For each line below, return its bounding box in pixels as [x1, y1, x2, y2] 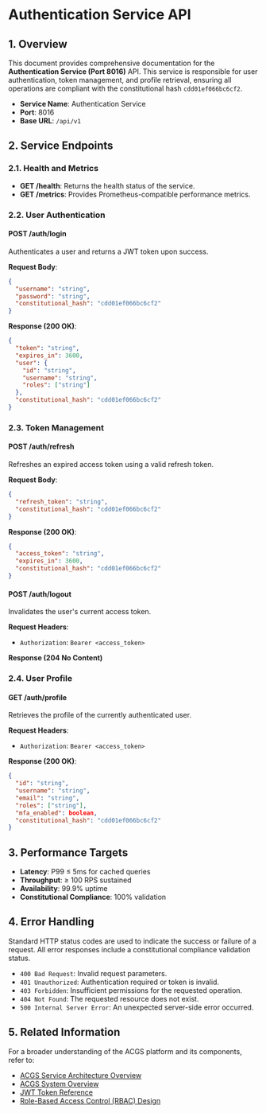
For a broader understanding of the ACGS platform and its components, [8, 1046, 242, 1056]
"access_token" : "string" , [15, 550, 105, 558]
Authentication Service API [8, 6, 192, 24]
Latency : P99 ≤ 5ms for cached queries [19, 867, 151, 877]
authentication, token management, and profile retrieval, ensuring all [8, 76, 232, 84]
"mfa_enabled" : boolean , [15, 809, 98, 817]
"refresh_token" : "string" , [15, 497, 109, 506]
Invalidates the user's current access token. [8, 607, 152, 617]
